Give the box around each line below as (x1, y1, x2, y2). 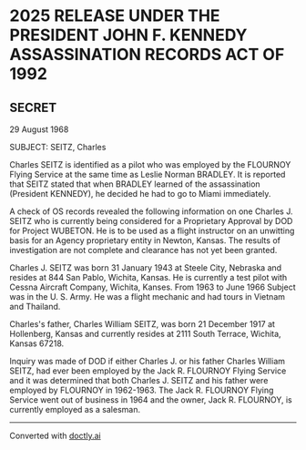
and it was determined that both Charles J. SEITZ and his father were (9, 375, 269, 385)
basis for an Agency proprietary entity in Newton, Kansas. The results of (9, 235, 280, 246)
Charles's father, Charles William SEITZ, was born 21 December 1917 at (9, 319, 276, 329)
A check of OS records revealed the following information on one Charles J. (9, 206, 293, 217)
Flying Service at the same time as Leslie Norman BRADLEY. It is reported (9, 169, 286, 179)
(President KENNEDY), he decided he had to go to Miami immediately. (9, 189, 271, 199)
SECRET (9, 99, 57, 115)
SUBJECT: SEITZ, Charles (9, 142, 107, 152)
